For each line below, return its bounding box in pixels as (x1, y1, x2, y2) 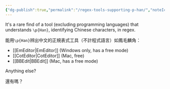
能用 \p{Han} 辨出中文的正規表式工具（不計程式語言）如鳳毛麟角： (5, 37, 141, 43)
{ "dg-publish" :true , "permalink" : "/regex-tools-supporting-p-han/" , (5, 7, 151, 13)
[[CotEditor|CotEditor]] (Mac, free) (12, 53, 84, 59)
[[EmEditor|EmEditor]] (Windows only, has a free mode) (12, 47, 129, 53)
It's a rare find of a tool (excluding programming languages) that (5, 21, 139, 27)
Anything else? (5, 68, 36, 74)
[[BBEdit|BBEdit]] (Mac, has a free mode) (12, 58, 99, 64)
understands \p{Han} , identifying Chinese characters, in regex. (5, 26, 136, 33)
